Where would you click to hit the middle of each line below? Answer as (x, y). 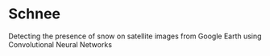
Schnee (35, 14)
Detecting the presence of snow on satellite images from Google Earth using (135, 36)
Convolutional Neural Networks (60, 44)
